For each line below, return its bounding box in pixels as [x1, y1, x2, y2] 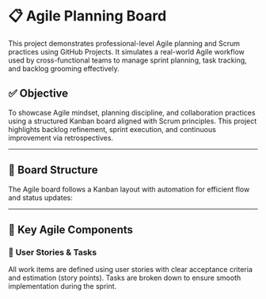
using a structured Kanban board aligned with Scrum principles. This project [8, 116, 257, 126]
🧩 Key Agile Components [8, 223, 133, 237]
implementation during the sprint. [8, 282, 117, 291]
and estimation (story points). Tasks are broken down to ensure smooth [8, 273, 241, 282]
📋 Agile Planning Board [8, 7, 167, 25]
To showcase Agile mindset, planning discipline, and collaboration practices [8, 108, 256, 117]
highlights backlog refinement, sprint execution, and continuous [8, 124, 216, 134]
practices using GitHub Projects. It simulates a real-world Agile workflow [8, 47, 245, 56]
